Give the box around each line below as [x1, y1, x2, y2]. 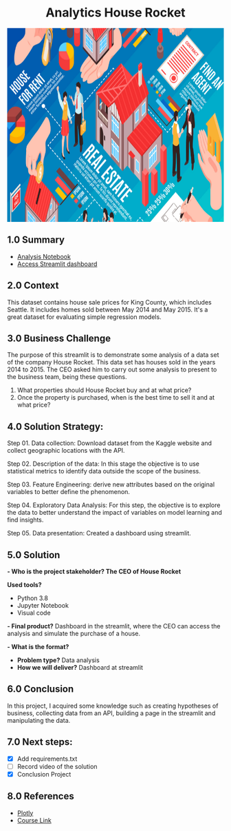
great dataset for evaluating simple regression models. [7, 312, 162, 321]
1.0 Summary [7, 234, 65, 246]
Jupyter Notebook [16, 602, 69, 609]
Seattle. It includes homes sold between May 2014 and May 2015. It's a [7, 305, 208, 314]
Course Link [16, 816, 52, 824]
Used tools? [7, 581, 43, 588]
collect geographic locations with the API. [7, 447, 125, 455]
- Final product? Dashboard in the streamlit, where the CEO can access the [7, 622, 221, 630]
